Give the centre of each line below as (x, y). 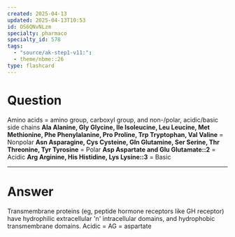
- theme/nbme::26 (39, 59)
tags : (15, 46)
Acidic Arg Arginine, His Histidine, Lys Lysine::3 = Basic (89, 157)
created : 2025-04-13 (37, 14)
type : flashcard (31, 66)
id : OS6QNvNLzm (29, 27)
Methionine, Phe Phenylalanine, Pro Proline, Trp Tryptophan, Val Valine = (115, 134)
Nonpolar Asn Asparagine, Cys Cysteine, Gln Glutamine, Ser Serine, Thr (114, 142)
